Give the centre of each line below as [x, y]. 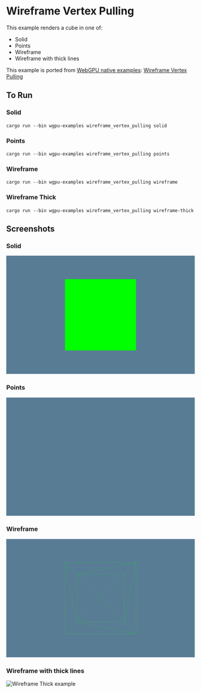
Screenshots [31, 228]
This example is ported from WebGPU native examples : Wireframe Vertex [97, 70]
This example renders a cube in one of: [54, 28]
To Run [19, 95]
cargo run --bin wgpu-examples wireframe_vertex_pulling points [88, 154]
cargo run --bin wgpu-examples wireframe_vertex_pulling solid [87, 126]
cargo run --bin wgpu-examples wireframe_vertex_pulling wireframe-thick [100, 210]
